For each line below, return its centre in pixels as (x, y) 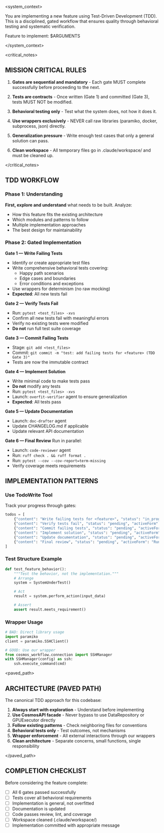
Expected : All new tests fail (40, 294)
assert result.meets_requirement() (50, 609)
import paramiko (21, 637)
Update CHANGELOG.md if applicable (50, 426)
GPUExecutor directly (34, 720)
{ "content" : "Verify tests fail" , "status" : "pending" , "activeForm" (86, 524)
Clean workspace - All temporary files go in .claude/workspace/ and (82, 150)
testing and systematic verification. (40, 26)
